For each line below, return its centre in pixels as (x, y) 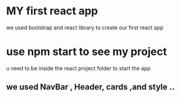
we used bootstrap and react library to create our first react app (85, 27)
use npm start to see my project (87, 52)
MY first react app (52, 11)
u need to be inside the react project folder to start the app (78, 68)
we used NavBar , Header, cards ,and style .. (91, 87)
